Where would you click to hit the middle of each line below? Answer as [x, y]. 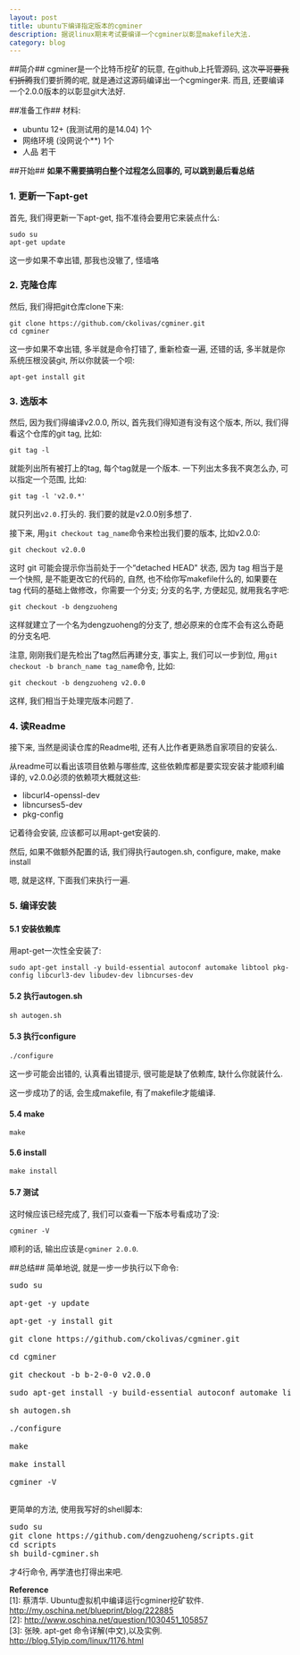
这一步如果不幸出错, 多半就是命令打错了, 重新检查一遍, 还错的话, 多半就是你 [147, 349]
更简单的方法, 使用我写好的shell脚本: [76, 1509]
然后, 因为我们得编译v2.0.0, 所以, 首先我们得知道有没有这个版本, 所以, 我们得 [149, 422]
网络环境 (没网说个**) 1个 [68, 140]
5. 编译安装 [33, 906]
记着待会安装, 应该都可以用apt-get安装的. [85, 833]
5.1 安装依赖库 [35, 929]
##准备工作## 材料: [45, 110]
